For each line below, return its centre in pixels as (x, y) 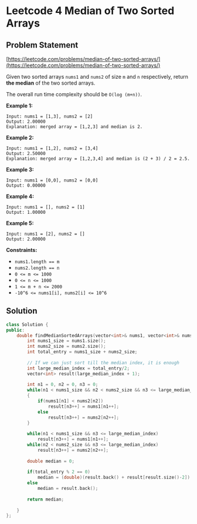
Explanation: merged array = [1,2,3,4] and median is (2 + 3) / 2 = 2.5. (98, 159)
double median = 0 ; (51, 461)
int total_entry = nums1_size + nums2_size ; (82, 352)
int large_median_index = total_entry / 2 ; (79, 368)
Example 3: (20, 169)
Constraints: (22, 250)
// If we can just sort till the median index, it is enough (103, 362)
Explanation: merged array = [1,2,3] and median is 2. (74, 127)
